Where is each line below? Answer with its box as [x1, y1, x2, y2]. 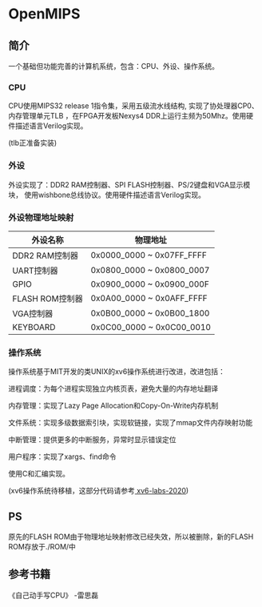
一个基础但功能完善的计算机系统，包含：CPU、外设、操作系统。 [8, 62, 220, 70]
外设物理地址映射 [8, 211, 74, 223]
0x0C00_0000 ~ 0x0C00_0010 [90, 321, 212, 332]
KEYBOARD [12, 321, 56, 332]
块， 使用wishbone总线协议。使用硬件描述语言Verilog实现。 [8, 190, 206, 199]
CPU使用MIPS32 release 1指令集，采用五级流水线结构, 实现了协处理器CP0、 [8, 101, 259, 111]
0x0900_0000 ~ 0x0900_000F [90, 278, 209, 289]
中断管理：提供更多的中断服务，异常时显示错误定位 [8, 435, 177, 444]
